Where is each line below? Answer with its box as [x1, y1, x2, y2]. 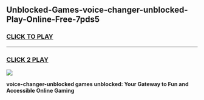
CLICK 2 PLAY [6, 55, 49, 64]
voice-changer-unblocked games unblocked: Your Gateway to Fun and [6, 80, 189, 87]
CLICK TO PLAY [6, 33, 53, 41]
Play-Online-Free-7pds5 [6, 15, 100, 25]
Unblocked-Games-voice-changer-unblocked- [6, 5, 188, 15]
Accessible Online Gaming [6, 87, 75, 94]
